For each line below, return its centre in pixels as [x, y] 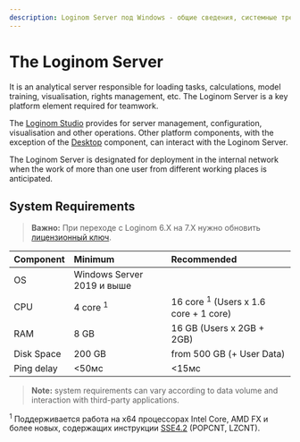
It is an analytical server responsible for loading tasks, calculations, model [145, 87]
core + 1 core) [201, 313]
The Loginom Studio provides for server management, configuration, [136, 123]
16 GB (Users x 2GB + [218, 327]
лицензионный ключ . [71, 237]
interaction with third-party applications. [105, 400]
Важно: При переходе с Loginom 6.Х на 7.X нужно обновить [146, 228]
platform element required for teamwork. [84, 106]
